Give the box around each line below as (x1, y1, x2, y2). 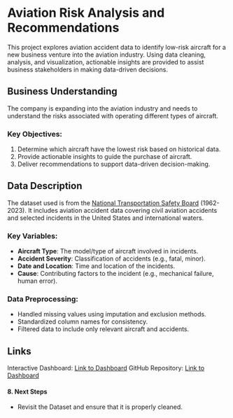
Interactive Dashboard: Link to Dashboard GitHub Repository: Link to (7, 364, 205, 372)
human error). (17, 277, 58, 285)
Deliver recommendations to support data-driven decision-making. (17, 160, 211, 169)
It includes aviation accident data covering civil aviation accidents (27, 206, 218, 214)
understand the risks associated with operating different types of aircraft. (7, 111, 219, 120)
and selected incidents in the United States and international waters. (7, 214, 204, 222)
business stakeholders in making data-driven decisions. (7, 65, 168, 74)
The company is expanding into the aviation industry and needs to (7, 104, 198, 113)
